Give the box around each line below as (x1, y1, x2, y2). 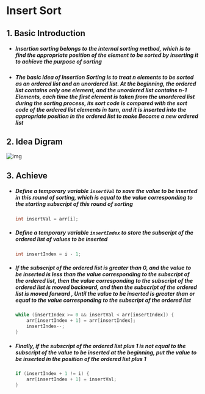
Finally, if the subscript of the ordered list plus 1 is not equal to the (15, 342, 186, 349)
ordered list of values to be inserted (15, 236, 108, 243)
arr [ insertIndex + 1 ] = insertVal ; (26, 376, 117, 382)
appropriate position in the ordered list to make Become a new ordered (15, 112, 198, 120)
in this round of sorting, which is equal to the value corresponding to (15, 194, 193, 202)
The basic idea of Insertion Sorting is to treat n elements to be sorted (15, 73, 194, 81)
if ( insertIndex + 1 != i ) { (15, 370, 90, 376)
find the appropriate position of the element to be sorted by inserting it (15, 51, 199, 59)
